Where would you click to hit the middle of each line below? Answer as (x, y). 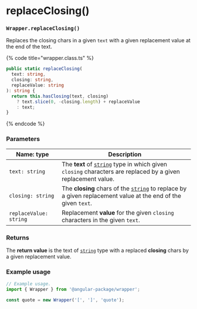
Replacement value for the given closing (118, 213)
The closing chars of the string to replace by (124, 188)
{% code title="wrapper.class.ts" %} (50, 58)
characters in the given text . (101, 220)
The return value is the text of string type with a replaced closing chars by (97, 250)
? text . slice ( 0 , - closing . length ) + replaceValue (79, 102)
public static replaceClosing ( (44, 69)
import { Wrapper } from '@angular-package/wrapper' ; (73, 290)
